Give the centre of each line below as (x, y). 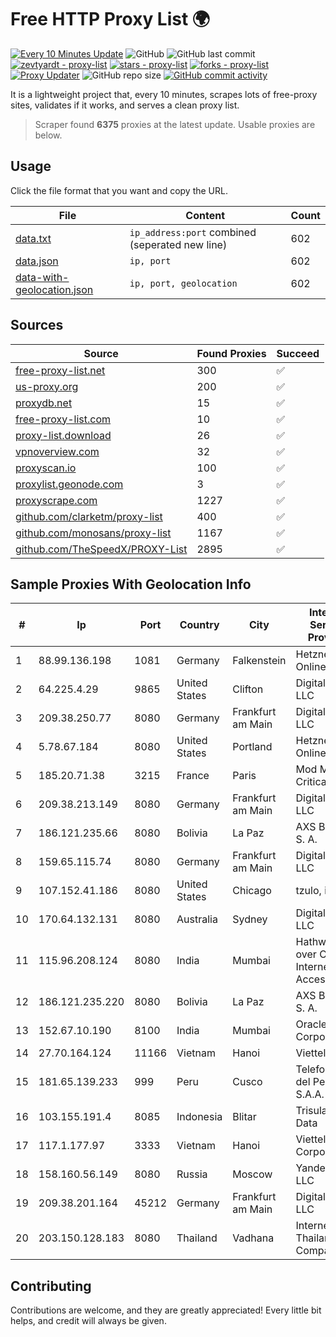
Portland (252, 747)
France (193, 776)
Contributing (51, 1286)
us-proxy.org (47, 386)
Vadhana (253, 1238)
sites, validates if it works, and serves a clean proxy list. (125, 105)
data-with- (42, 277)
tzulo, (308, 891)
